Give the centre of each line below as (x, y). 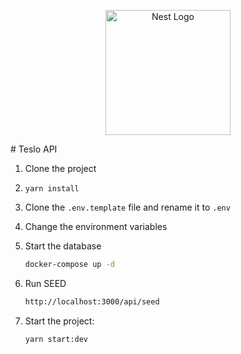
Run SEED (45, 283)
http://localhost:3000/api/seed (92, 301)
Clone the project (60, 168)
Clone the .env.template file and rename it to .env (127, 207)
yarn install (52, 189)
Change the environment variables (96, 226)
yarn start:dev (56, 339)
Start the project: (59, 321)
